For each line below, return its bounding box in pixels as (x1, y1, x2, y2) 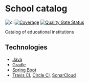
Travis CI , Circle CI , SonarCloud (12, 72, 76, 78)
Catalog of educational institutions (5, 29, 74, 35)
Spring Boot (12, 67, 37, 73)
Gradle (12, 61, 26, 67)
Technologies (5, 43, 48, 52)
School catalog (5, 3, 67, 14)
